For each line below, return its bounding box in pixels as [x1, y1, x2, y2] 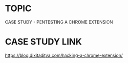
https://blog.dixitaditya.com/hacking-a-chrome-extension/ [5, 52, 123, 58]
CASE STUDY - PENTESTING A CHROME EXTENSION [5, 19, 113, 25]
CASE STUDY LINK [5, 36, 82, 47]
